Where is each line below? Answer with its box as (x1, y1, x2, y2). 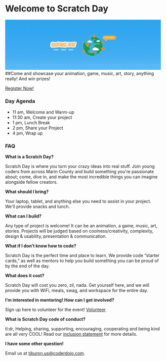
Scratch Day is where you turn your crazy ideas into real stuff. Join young (5, 163, 155, 169)
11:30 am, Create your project (12, 114, 73, 120)
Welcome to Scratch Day (5, 3, 109, 14)
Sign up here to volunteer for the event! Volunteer (5, 307, 106, 312)
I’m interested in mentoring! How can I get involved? (5, 297, 115, 303)
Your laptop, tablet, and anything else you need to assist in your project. (5, 198, 152, 204)
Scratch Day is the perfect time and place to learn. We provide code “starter (5, 252, 160, 258)
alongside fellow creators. (5, 179, 58, 185)
